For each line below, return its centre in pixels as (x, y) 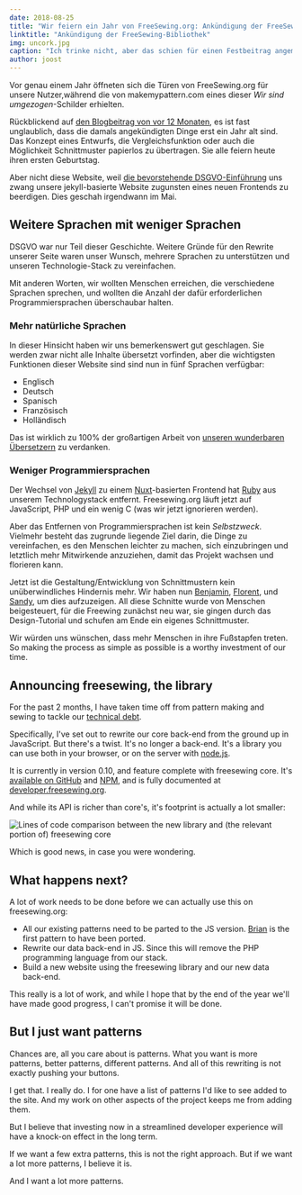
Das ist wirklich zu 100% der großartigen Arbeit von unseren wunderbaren (147, 438)
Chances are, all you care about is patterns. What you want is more (133, 1054)
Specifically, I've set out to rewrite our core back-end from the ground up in (149, 734)
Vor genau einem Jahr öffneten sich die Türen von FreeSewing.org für (139, 85)
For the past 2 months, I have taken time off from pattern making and (137, 707)
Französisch (45, 411)
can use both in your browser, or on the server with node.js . (120, 754)
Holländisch (44, 421)
